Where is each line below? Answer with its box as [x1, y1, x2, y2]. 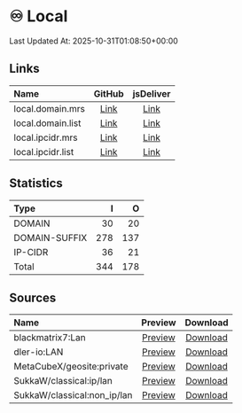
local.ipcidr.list [13, 145, 74, 158]
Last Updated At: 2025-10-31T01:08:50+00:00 [9, 35, 179, 46]
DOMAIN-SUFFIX [13, 231, 88, 244]
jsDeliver [132, 87, 171, 99]
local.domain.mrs [13, 102, 86, 114]
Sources [9, 290, 57, 305]
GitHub [93, 87, 124, 99]
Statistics [9, 175, 64, 191]
